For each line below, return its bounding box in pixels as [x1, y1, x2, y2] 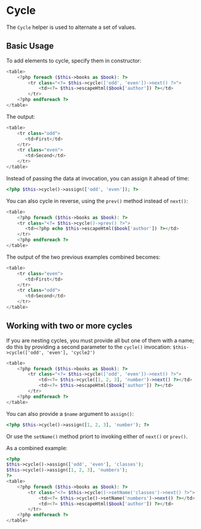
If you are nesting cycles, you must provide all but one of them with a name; [6, 336, 194, 344]
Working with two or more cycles [6, 321, 133, 331]
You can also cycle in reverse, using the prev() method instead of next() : [6, 197, 188, 205]
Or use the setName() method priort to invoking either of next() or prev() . [6, 433, 188, 440]
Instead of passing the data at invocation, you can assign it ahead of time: [6, 175, 190, 182]
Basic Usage [6, 41, 54, 51]
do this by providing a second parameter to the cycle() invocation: [6, 343, 172, 350]
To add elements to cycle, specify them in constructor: [6, 57, 141, 64]
